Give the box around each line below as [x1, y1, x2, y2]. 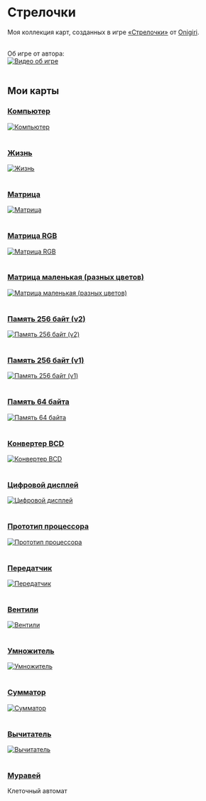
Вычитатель [7, 729, 52, 739]
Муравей [7, 770, 41, 780]
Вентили [7, 604, 39, 614]
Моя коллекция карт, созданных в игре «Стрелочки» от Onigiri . [7, 28, 200, 36]
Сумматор [7, 688, 46, 698]
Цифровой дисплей [7, 480, 79, 490]
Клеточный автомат [7, 787, 67, 795]
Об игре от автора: [7, 49, 65, 58]
